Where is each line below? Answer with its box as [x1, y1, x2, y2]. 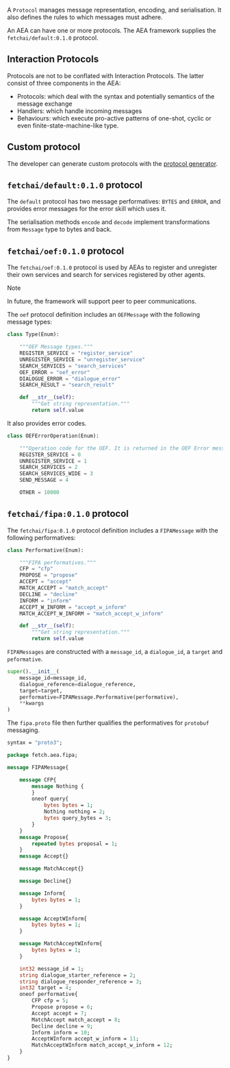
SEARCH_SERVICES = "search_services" [19, 363, 127, 369]
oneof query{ [31, 795, 69, 803]
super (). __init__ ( [7, 668, 60, 675]
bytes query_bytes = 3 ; [43, 815, 112, 822]
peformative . [7, 655, 43, 664]
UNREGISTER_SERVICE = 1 [19, 457, 88, 465]
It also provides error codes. [7, 419, 87, 427]
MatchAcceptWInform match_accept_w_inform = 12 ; [31, 1042, 173, 1049]
